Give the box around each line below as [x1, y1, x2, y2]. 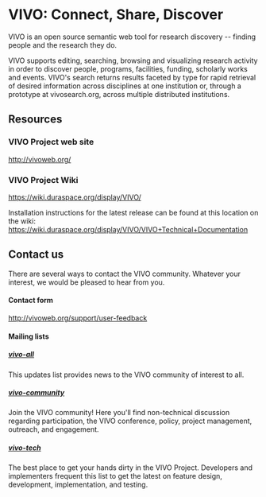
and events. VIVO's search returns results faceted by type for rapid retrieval [8, 72, 256, 82]
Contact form [8, 296, 54, 305]
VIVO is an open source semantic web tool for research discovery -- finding [8, 32, 256, 41]
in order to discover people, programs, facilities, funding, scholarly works [8, 64, 248, 73]
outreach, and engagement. [8, 425, 99, 434]
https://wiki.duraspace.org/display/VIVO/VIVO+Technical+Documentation [8, 224, 249, 234]
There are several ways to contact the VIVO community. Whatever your [8, 269, 241, 278]
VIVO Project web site [8, 137, 94, 148]
